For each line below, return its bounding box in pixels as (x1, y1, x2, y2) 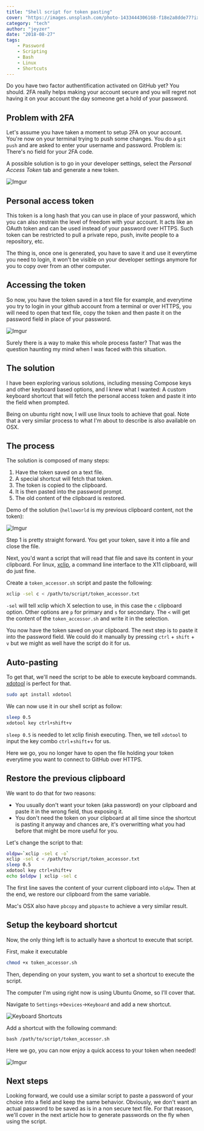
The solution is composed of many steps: (6, 457, 110, 464)
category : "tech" (6, 20, 50, 26)
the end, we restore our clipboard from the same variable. (6, 890, 151, 898)
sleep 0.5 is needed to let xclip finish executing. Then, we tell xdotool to (6, 731, 187, 738)
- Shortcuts (17, 65, 47, 72)
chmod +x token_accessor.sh (6, 960, 78, 966)
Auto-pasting (6, 657, 59, 667)
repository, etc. (6, 238, 44, 245)
